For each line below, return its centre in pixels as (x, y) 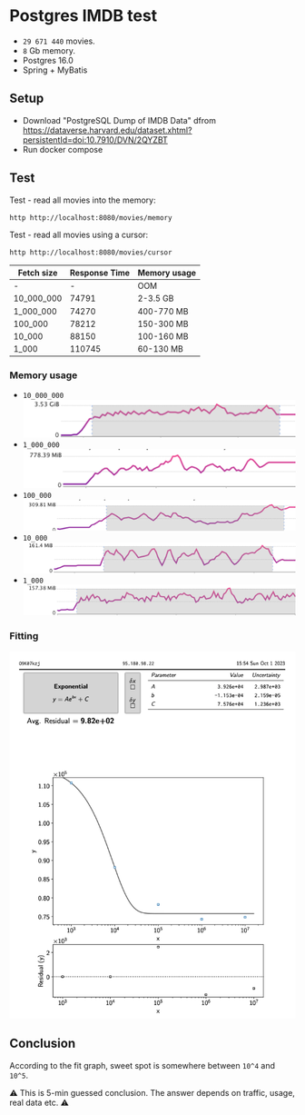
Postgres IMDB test (84, 16)
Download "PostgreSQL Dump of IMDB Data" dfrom (119, 120)
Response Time (99, 273)
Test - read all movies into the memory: (83, 200)
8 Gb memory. (49, 50)
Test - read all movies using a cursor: (79, 235)
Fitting (24, 636)
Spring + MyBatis (55, 70)
